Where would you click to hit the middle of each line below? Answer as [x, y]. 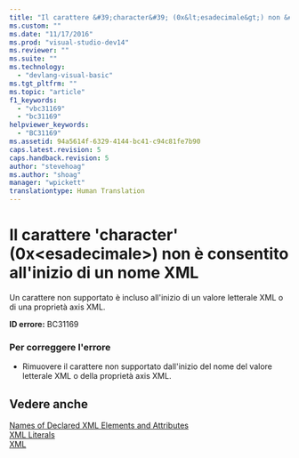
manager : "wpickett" [48, 183]
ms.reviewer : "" [39, 51]
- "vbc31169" [41, 108]
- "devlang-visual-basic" [65, 76]
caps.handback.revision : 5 [59, 158]
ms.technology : [37, 68]
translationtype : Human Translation [77, 191]
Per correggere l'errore [60, 347]
